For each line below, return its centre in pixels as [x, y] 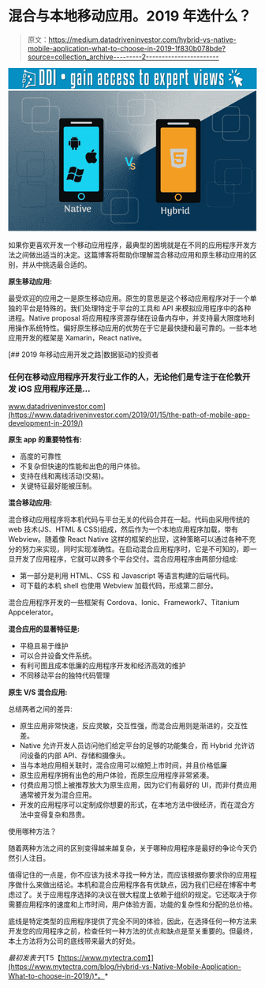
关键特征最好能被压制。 [58, 486]
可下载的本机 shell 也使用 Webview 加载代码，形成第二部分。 [119, 585]
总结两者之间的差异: [41, 708]
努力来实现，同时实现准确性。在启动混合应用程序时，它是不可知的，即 [136, 549]
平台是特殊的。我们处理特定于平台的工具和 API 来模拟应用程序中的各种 [136, 308]
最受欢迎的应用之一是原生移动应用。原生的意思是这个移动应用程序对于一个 [129, 298]
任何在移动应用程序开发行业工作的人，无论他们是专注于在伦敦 [125, 377]
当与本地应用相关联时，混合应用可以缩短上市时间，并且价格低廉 [123, 765]
